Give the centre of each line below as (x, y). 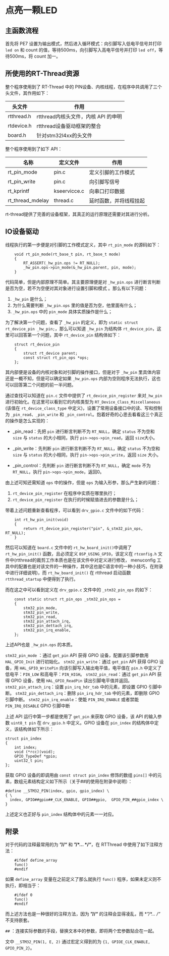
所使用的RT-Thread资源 (42, 74)
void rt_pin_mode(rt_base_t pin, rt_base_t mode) (68, 254)
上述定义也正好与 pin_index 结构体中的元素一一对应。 (61, 814)
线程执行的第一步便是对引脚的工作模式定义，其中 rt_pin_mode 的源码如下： (83, 245)
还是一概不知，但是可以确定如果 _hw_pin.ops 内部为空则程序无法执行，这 (81, 378)
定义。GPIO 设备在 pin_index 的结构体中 (113, 722)
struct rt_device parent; (51, 353)
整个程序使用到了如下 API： (34, 149)
